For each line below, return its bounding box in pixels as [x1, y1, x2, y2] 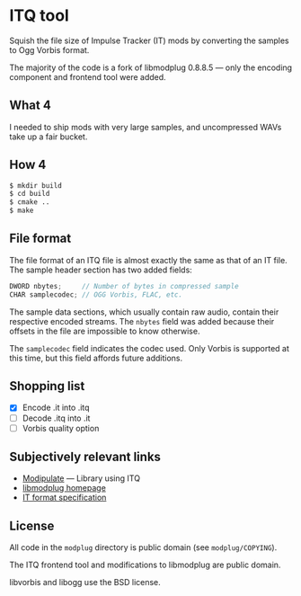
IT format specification [22, 492, 107, 503]
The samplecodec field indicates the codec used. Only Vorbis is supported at [9, 342, 290, 353]
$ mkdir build [9, 181, 63, 190]
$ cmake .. [9, 198, 50, 207]
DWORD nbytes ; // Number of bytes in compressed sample [9, 281, 240, 290]
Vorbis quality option [22, 423, 100, 433]
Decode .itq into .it [22, 413, 91, 423]
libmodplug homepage [22, 483, 106, 494]
